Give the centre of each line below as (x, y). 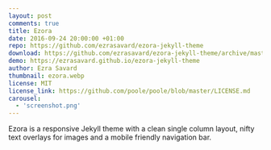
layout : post (30, 16)
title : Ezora (30, 31)
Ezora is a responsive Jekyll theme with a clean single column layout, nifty (131, 129)
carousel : (25, 98)
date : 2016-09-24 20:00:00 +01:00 (67, 38)
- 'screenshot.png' (48, 106)
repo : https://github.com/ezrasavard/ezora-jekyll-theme (106, 46)
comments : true (34, 23)
